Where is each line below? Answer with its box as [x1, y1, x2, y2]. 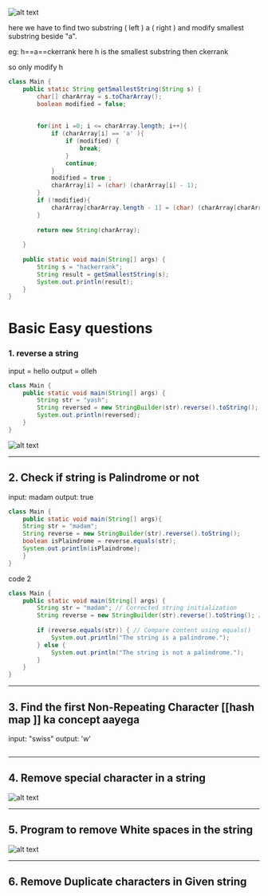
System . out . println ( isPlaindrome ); [22, 544, 141, 553]
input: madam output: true [8, 492, 94, 501]
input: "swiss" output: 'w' [8, 733, 92, 743]
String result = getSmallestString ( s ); [37, 270, 170, 278]
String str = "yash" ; [37, 396, 109, 404]
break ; [79, 144, 102, 152]
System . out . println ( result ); [37, 277, 134, 286]
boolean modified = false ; [37, 100, 127, 108]
